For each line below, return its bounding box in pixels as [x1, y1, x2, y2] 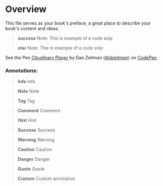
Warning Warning [17, 137, 55, 143]
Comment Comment [17, 108, 60, 114]
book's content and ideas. [5, 25, 59, 31]
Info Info [17, 79, 36, 85]
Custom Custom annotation [17, 175, 75, 181]
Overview [5, 4, 47, 15]
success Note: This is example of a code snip [17, 35, 113, 41]
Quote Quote [17, 166, 45, 172]
